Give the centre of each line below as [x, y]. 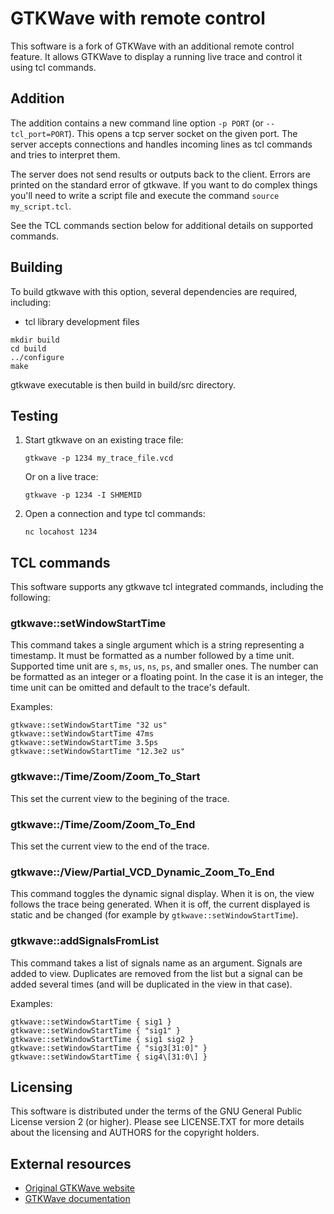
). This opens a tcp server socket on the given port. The [183, 133]
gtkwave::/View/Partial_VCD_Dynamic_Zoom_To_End [142, 872]
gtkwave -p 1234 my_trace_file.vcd [99, 458]
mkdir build [35, 340]
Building [36, 267]
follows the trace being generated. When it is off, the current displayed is [160, 904]
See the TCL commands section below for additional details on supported [162, 225]
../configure [37, 357]
